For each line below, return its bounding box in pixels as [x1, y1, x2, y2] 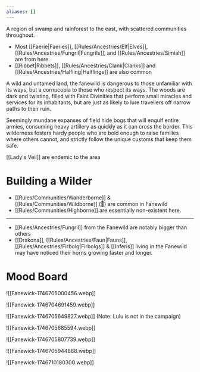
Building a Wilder [6, 174, 92, 187]
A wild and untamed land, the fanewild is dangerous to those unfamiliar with [6, 80, 192, 87]
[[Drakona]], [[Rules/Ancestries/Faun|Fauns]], [14, 236, 127, 243]
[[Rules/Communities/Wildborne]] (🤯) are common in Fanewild [14, 200, 168, 207]
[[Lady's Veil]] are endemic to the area [6, 153, 101, 161]
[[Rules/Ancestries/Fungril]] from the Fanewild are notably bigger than [14, 224, 187, 231]
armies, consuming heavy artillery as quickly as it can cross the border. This [6, 123, 193, 130]
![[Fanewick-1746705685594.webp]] [6, 324, 96, 331]
